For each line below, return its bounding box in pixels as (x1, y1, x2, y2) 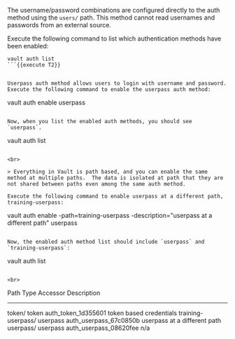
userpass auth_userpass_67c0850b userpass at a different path (37, 317, 222, 324)
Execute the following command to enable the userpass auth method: (7, 86, 211, 93)
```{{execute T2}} (7, 62, 61, 69)
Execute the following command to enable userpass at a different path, (7, 193, 224, 200)
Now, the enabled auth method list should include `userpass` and (7, 238, 205, 245)
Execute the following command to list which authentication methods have (7, 34, 222, 43)
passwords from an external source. (7, 21, 112, 29)
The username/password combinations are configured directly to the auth (7, 6, 220, 14)
